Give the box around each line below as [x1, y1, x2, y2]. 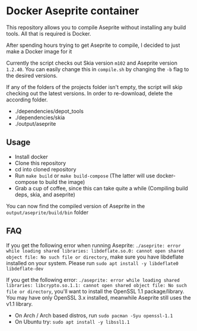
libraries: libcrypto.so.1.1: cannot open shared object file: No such [6, 282, 187, 288]
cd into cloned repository [14, 165, 77, 173]
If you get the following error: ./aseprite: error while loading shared [6, 276, 180, 283]
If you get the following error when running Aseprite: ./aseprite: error [6, 241, 181, 249]
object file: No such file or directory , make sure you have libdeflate [6, 253, 184, 260]
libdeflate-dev [6, 266, 44, 272]
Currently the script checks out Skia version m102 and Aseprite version [6, 59, 178, 66]
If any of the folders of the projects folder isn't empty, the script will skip [6, 83, 183, 90]
